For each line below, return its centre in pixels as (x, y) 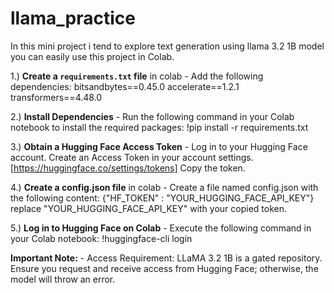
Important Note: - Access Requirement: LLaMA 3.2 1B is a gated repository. (166, 258)
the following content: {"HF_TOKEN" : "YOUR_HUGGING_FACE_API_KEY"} (162, 198)
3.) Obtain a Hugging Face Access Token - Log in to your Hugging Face (159, 146)
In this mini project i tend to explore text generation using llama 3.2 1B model (167, 46)
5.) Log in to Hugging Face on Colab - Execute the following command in (161, 228)
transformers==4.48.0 (56, 97)
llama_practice (73, 18)
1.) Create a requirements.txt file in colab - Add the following (137, 76)
